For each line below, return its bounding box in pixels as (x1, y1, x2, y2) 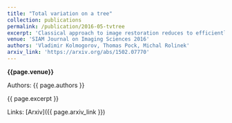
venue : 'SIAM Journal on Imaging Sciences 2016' (7, 36, 150, 43)
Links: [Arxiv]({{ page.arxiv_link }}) (7, 108, 106, 116)
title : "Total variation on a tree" (7, 10, 113, 17)
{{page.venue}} (7, 67, 54, 76)
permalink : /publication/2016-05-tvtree (7, 23, 126, 30)
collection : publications (7, 17, 81, 23)
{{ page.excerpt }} (7, 94, 59, 102)
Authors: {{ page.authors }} (7, 81, 85, 89)
